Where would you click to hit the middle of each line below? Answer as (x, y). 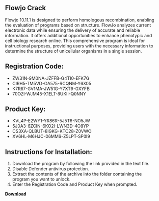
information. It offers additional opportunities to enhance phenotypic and (79, 35)
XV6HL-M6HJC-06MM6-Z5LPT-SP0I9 (51, 136)
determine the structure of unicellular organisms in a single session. (74, 51)
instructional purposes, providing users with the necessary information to (79, 45)
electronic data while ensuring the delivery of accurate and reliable (73, 30)
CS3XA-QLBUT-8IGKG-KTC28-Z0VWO (52, 131)
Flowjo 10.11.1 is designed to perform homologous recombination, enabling (80, 20)
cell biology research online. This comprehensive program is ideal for (75, 41)
